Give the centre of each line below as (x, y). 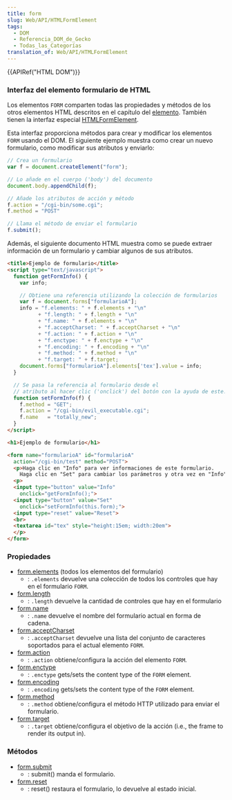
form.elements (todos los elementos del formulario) (90, 571)
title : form (24, 14)
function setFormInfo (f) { (52, 398)
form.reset (32, 781)
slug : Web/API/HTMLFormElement (52, 20)
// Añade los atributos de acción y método (71, 198)
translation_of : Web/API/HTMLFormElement (68, 53)
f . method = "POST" (33, 211)
